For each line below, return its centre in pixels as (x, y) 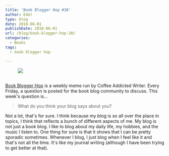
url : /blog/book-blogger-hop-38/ (40, 33)
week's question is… (26, 96)
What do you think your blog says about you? (65, 106)
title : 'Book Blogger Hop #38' (38, 10)
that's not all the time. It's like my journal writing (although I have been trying (85, 142)
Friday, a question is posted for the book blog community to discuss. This (81, 91)
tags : (11, 47)
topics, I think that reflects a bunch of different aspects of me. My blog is (81, 121)
